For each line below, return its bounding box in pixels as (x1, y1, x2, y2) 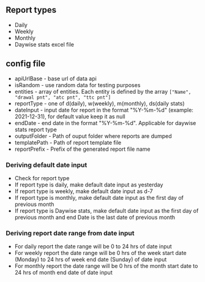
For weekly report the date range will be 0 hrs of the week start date (14, 250, 187, 257)
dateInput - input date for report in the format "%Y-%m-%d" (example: (14, 106, 194, 113)
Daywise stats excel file (14, 40, 75, 48)
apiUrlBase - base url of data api (14, 75, 97, 82)
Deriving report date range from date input (6, 229, 135, 237)
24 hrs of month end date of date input (14, 269, 113, 276)
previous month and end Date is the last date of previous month (14, 213, 176, 221)
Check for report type (14, 174, 70, 181)
